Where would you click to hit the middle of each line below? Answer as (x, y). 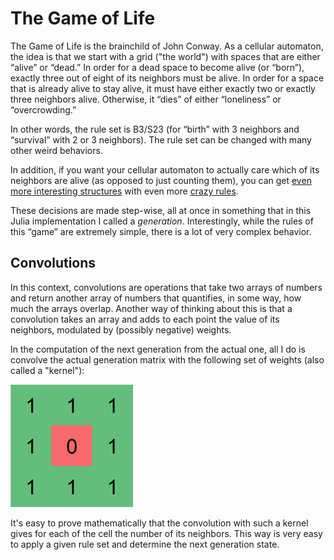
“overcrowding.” (43, 109)
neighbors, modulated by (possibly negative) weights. (121, 329)
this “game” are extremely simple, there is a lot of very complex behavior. (161, 231)
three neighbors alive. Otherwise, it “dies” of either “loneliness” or (146, 99)
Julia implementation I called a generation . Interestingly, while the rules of (162, 221)
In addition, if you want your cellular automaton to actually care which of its (165, 169)
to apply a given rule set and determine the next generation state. (145, 544)
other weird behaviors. (56, 150)
